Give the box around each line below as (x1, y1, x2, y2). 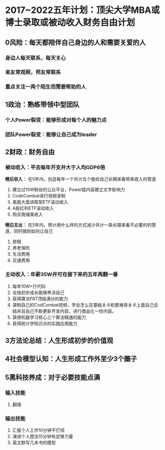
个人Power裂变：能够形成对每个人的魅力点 (5, 116, 107, 123)
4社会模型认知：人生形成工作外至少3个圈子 (5, 355, 137, 363)
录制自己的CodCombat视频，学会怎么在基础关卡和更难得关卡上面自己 (12, 302, 154, 308)
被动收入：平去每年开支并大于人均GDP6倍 (5, 164, 105, 171)
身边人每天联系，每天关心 (5, 54, 66, 61)
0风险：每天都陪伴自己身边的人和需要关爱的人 (5, 38, 146, 47)
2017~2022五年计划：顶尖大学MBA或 (5, 4, 160, 16)
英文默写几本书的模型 (12, 440, 56, 446)
